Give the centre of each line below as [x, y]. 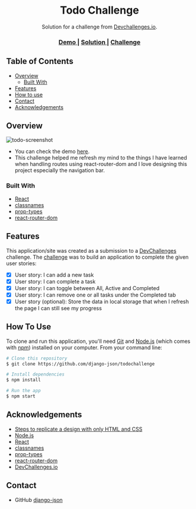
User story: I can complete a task [55, 281]
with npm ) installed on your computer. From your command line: [84, 347]
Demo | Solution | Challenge [99, 42]
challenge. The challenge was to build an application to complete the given [97, 257]
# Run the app [24, 391]
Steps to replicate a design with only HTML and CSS [78, 429]
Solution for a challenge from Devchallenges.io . [99, 27]
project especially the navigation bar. [60, 170]
